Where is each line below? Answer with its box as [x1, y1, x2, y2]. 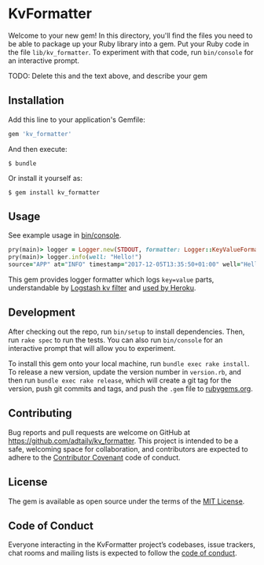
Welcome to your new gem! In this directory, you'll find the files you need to [8, 31, 253, 40]
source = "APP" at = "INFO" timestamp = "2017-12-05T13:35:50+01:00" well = [8, 260, 241, 268]
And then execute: [8, 144, 68, 153]
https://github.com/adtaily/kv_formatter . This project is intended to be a [8, 436, 239, 445]
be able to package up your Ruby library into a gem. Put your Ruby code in [8, 39, 250, 48]
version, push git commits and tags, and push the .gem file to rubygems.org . [8, 383, 254, 393]
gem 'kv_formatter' [8, 130, 72, 138]
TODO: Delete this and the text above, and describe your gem [8, 71, 208, 80]
